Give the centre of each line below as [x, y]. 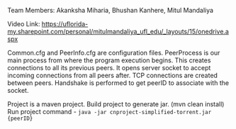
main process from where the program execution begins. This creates [109, 60]
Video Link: [24, 24]
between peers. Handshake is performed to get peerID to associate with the [118, 83]
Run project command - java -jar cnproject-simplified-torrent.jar [109, 112]
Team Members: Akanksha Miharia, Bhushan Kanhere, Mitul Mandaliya [111, 10]
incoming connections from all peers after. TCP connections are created [113, 75]
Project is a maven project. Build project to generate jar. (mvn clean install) [116, 104]
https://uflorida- [65, 24]
